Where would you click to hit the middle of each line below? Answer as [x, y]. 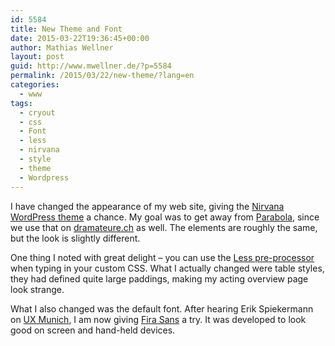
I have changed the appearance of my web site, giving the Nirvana [147, 206]
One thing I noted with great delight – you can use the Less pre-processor [162, 257]
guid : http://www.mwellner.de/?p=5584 [91, 66]
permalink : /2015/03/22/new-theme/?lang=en [102, 76]
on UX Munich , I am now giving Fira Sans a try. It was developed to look [158, 319]
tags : [21, 103]
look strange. [37, 289]
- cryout [37, 112]
